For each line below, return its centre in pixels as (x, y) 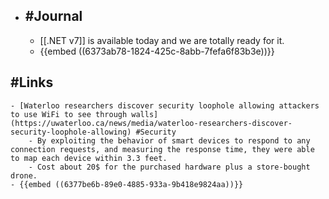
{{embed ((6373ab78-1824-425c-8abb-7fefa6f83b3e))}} (157, 51)
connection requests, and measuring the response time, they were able (162, 149)
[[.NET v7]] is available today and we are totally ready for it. (162, 40)
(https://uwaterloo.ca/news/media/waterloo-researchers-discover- (151, 123)
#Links (32, 82)
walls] (145, 114)
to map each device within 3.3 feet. (89, 158)
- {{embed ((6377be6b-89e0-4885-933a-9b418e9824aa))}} (127, 184)
